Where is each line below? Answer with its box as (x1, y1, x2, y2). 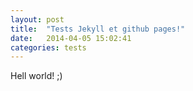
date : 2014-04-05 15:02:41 (10, 33, 132, 43)
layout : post (10, 14, 65, 25)
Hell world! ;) (10, 70, 63, 82)
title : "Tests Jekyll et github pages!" (10, 24, 186, 34)
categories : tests (10, 42, 87, 53)
